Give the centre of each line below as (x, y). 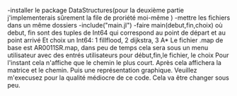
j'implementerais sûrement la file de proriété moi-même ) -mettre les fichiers (119, 18)
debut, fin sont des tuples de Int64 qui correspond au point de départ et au (117, 32)
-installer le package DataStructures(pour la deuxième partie (96, 10)
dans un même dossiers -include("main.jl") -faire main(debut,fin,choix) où (115, 25)
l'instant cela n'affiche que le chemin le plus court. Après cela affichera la (114, 62)
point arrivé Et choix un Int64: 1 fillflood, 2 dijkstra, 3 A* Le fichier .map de (115, 40)
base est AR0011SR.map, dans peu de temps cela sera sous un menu (108, 48)
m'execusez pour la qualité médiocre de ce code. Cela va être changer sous (118, 78)
